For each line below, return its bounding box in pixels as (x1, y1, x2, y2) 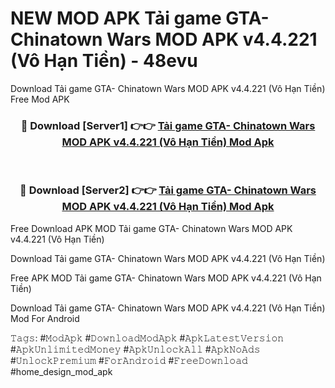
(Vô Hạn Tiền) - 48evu (10, 50, 198, 72)
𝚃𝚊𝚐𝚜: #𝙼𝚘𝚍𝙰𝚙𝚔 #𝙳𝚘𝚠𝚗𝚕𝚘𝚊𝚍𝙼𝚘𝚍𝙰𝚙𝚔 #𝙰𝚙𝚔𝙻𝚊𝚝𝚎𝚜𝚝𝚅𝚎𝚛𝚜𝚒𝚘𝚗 (10, 332, 285, 344)
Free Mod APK (10, 93, 70, 105)
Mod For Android (10, 312, 80, 324)
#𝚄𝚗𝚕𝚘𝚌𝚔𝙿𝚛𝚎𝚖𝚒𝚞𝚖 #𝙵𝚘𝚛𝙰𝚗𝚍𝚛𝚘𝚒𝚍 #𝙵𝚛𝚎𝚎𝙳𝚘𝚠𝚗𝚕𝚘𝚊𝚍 (10, 354, 248, 366)
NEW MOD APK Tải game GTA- (10, 7, 270, 30)
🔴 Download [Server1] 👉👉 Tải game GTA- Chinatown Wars (20, 118, 316, 132)
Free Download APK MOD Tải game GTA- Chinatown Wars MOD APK (10, 222, 293, 234)
